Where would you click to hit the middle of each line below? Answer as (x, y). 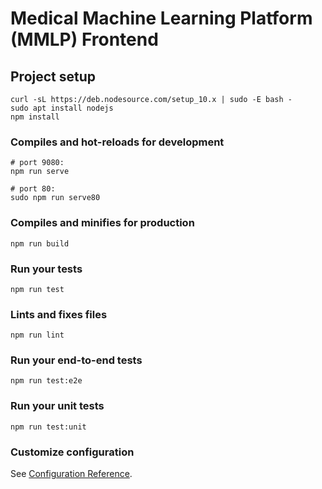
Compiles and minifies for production (102, 223)
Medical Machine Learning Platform (161, 18)
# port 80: (33, 189)
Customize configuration (72, 452)
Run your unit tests (57, 406)
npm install (35, 117)
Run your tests (46, 269)
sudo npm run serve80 (55, 198)
